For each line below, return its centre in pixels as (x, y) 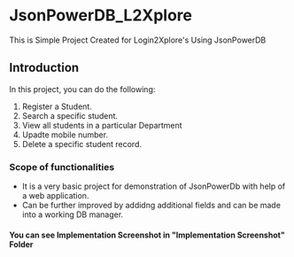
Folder (21, 244)
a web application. (55, 196)
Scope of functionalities (62, 167)
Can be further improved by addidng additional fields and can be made (151, 206)
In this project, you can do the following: (82, 89)
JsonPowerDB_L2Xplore (101, 16)
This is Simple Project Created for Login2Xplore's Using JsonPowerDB (138, 40)
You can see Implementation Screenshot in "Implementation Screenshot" (147, 235)
